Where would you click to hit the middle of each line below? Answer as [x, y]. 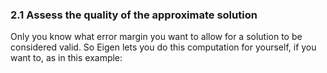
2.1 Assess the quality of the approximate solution [134, 15]
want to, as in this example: [66, 58]
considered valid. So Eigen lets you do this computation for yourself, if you [163, 47]
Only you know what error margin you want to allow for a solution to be [156, 37]
